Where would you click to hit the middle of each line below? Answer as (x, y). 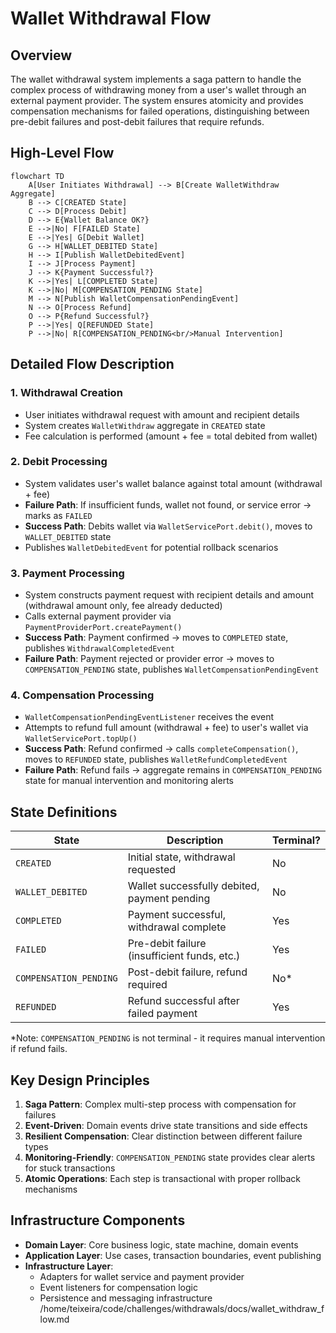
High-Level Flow (62, 153)
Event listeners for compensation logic (118, 1287)
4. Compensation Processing (82, 695)
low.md (54, 1319)
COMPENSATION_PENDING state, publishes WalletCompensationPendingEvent (172, 669)
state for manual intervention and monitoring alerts (129, 781)
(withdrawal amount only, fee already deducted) (123, 606)
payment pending (169, 899)
